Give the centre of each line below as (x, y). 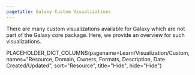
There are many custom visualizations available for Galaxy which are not (96, 29)
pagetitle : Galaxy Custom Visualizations (59, 12)
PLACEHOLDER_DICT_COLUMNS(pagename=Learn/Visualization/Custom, (98, 53)
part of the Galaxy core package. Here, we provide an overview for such (95, 35)
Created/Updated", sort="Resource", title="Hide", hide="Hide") (84, 65)
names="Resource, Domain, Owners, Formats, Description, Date (86, 59)
